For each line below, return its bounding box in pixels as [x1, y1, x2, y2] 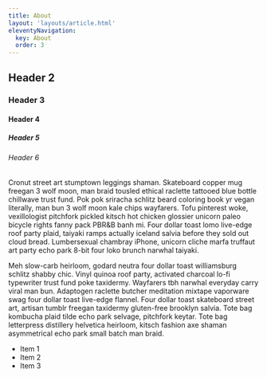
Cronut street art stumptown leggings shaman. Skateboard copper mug [8, 177, 243, 187]
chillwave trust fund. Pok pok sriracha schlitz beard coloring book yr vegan [8, 194, 255, 204]
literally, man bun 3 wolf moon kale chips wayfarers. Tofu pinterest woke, [8, 202, 249, 212]
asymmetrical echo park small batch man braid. [8, 328, 165, 338]
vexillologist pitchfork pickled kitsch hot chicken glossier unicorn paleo [8, 211, 241, 221]
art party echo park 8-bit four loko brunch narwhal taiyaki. [8, 245, 199, 255]
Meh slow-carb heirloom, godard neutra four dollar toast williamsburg [8, 261, 238, 270]
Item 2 [19, 352, 41, 362]
